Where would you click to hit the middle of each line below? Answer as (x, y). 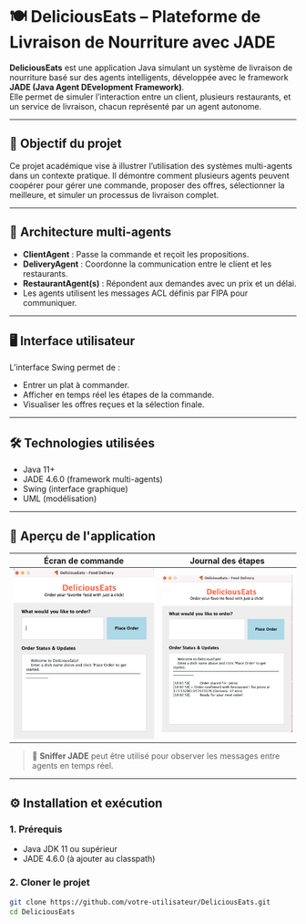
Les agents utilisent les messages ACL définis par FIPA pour (135, 293)
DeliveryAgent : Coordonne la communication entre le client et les (147, 264)
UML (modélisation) (60, 499)
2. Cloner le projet (50, 882)
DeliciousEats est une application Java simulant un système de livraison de (151, 68)
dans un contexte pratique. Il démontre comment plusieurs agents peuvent (149, 175)
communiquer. (50, 302)
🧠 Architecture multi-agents (91, 232)
